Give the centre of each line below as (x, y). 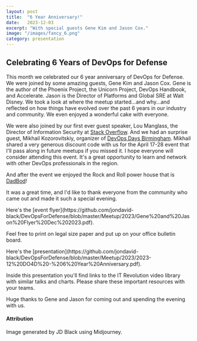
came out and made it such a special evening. (62, 198)
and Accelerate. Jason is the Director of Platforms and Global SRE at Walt (95, 95)
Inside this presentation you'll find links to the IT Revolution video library (93, 275)
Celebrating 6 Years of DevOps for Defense (87, 63)
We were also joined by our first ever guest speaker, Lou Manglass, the (92, 126)
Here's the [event (27, 210)
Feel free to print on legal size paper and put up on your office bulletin (91, 233)
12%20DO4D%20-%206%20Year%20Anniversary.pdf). (74, 264)
